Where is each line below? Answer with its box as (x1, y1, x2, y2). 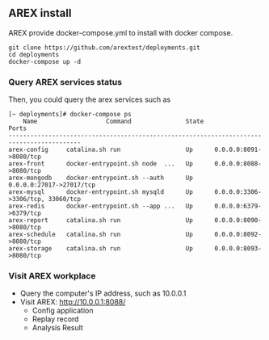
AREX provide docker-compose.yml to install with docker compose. (8, 27, 233, 37)
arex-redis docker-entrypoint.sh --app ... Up (8, 202, 194, 211)
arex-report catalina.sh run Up (8, 216, 194, 225)
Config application (32, 306, 95, 316)
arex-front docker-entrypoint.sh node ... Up (8, 160, 194, 168)
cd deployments (8, 50, 60, 59)
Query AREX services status (8, 76, 123, 87)
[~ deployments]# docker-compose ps (8, 111, 132, 119)
